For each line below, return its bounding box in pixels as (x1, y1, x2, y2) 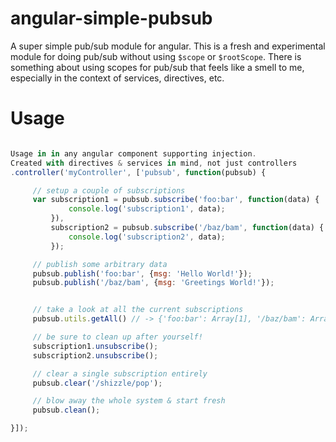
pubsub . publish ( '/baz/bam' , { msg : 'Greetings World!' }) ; (32, 278, 275, 288)
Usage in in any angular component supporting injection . (10, 148, 257, 159)
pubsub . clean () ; (32, 405, 101, 416)
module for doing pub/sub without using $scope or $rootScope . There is (10, 50, 302, 62)
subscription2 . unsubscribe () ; (32, 350, 159, 361)
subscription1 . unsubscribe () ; (32, 341, 159, 351)
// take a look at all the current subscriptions (32, 305, 244, 315)
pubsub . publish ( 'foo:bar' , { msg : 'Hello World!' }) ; (32, 268, 253, 279)
